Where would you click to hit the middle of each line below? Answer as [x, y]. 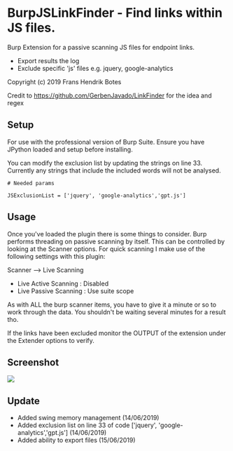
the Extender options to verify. [51, 340]
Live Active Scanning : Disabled [63, 283]
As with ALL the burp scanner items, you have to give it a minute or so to [112, 304]
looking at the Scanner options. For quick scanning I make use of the [106, 249]
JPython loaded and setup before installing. [70, 149]
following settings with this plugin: [56, 256]
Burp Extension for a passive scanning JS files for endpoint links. [101, 47]
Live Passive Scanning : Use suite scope [76, 291]
